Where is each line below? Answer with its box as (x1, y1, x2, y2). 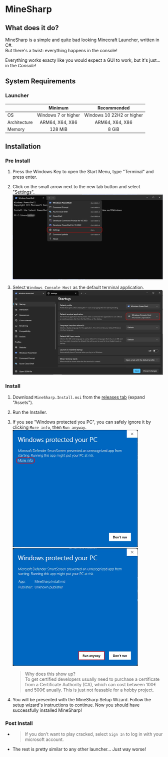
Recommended (97, 105, 130, 111)
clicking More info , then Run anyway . (12, 424, 86, 430)
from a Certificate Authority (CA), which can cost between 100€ (24, 681, 156, 687)
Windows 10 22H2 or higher (84, 112, 143, 118)
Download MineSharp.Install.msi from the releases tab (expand (12, 394, 145, 400)
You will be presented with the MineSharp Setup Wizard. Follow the (12, 696, 151, 702)
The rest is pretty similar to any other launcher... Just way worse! (12, 746, 146, 752)
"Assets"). (12, 399, 33, 405)
